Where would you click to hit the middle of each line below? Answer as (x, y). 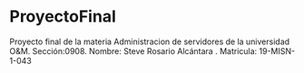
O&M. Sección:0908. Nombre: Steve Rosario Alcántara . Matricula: (133, 50)
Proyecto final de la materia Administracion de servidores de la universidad (150, 41)
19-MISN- (277, 50)
